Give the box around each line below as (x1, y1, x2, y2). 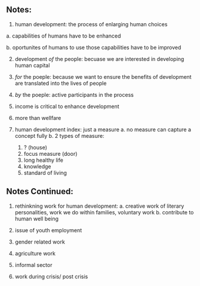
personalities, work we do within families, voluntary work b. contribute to (14, 208, 194, 216)
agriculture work (14, 250, 56, 257)
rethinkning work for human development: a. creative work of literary (14, 202, 184, 210)
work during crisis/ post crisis (14, 273, 88, 280)
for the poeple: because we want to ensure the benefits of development (14, 73, 192, 80)
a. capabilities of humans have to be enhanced (6, 32, 121, 39)
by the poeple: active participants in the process (14, 91, 134, 98)
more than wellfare (14, 114, 61, 121)
